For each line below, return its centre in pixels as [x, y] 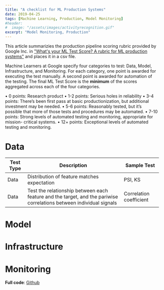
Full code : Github [22, 283]
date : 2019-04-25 [23, 14]
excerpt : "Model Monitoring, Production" [48, 32]
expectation [41, 182]
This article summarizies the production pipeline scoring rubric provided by [81, 46]
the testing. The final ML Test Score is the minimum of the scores [71, 81]
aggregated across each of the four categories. [53, 87]
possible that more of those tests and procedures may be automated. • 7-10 [81, 112]
